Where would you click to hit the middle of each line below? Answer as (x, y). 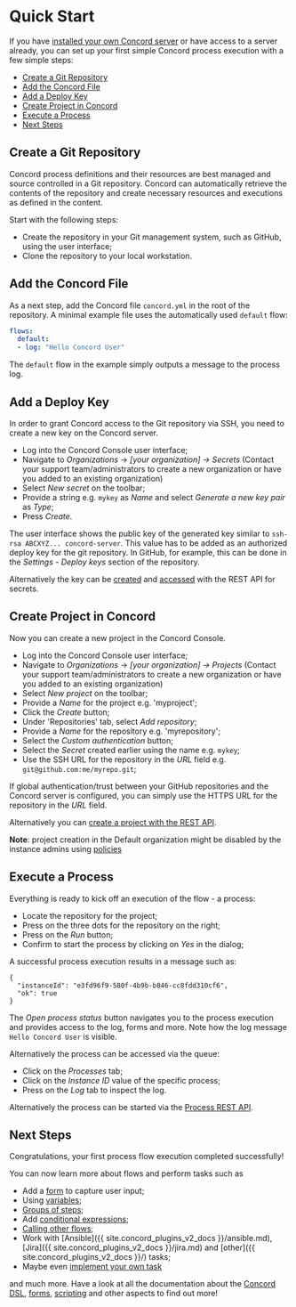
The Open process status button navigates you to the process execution (141, 1018)
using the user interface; (67, 246)
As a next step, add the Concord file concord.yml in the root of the (130, 305)
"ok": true (37, 993)
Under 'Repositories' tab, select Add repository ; (109, 721)
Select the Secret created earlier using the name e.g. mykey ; (131, 750)
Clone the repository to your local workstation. (107, 256)
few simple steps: (41, 60)
